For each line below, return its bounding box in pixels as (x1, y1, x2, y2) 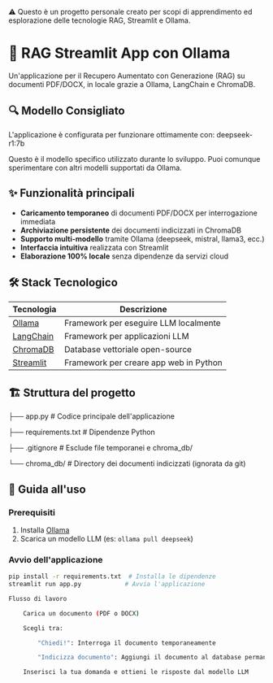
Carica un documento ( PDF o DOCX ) (23, 609, 140, 617)
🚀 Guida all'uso (8, 482, 87, 496)
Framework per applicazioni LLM (64, 331, 189, 342)
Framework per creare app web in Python (64, 357, 223, 368)
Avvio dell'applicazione (8, 554, 103, 565)
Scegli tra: (23, 624, 63, 633)
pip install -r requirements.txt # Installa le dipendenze (8, 572, 217, 581)
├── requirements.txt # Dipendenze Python (8, 427, 156, 437)
